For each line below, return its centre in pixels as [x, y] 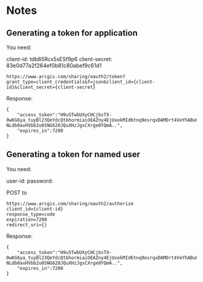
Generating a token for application [72, 33]
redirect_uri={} [27, 225]
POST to [17, 192]
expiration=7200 [27, 219]
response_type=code [31, 214]
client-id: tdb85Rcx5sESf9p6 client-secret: [60, 59]
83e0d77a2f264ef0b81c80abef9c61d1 [54, 65]
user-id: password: [30, 181]
